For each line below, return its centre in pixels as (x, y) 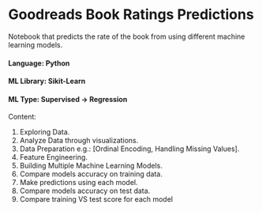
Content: (22, 117)
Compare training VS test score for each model (96, 199)
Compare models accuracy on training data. (91, 174)
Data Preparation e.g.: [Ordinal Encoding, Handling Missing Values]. (129, 149)
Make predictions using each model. (79, 183)
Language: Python (39, 63)
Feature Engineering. (54, 157)
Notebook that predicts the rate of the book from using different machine (127, 36)
